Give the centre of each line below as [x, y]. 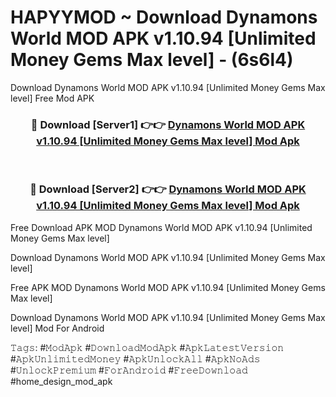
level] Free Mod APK [52, 98]
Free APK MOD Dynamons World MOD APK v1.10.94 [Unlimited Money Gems [168, 287]
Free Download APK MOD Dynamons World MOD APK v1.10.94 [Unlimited [161, 227]
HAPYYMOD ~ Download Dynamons [164, 17]
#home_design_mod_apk [61, 381]
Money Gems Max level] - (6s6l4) [152, 60]
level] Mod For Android [57, 328]
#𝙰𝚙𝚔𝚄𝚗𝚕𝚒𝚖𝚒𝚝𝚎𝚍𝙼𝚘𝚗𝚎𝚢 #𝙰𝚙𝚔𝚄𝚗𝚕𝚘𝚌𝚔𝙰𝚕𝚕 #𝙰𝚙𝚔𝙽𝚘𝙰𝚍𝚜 [135, 358]
